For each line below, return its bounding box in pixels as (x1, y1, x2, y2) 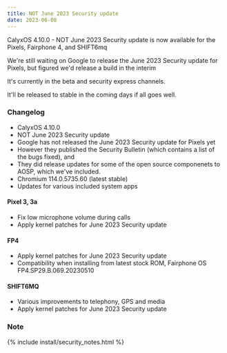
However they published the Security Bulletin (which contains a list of (17, 145, 215, 153)
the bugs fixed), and (17, 153, 75, 161)
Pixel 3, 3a (7, 198, 38, 206)
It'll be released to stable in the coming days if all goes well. (7, 90, 177, 99)
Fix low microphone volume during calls (17, 213, 131, 221)
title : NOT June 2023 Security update (7, 10, 119, 17)
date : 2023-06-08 (7, 17, 57, 23)
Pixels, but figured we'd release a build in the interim (7, 64, 157, 72)
